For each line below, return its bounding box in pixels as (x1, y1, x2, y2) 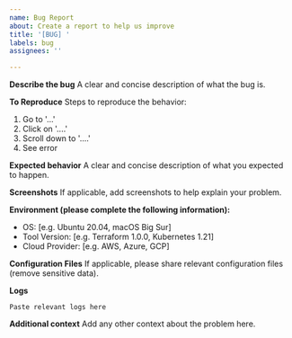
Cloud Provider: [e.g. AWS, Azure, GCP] (22, 241, 170, 252)
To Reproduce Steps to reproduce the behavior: (9, 96, 187, 108)
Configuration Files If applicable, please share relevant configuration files (9, 258, 284, 270)
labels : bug (9, 38, 54, 48)
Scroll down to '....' (22, 133, 92, 144)
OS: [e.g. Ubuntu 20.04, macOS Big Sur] (22, 222, 173, 233)
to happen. (9, 170, 49, 181)
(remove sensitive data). (9, 268, 99, 279)
